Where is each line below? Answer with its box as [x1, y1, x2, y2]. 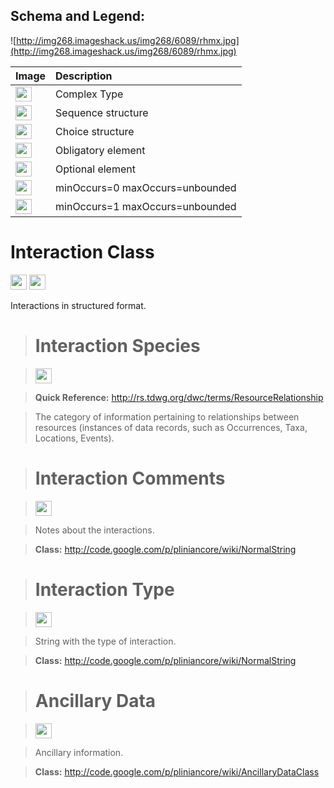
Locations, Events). [34, 432, 115, 444]
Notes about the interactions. [34, 524, 155, 536]
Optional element [55, 162, 136, 176]
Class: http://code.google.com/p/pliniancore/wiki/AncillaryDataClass [34, 765, 320, 778]
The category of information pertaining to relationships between [34, 410, 300, 423]
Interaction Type [34, 578, 175, 601]
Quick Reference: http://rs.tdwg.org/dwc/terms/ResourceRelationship [34, 391, 324, 403]
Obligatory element [55, 143, 146, 157]
